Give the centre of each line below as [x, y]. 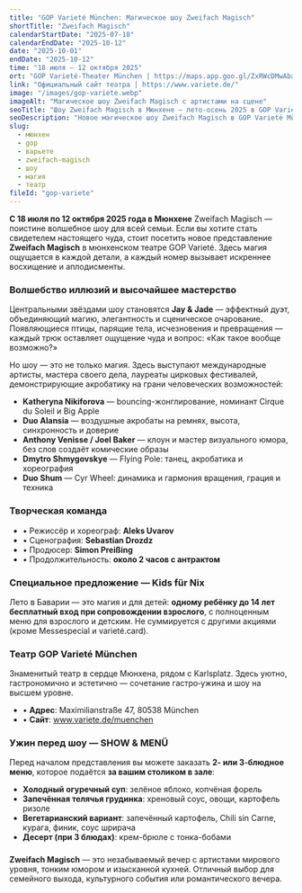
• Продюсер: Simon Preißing [77, 549]
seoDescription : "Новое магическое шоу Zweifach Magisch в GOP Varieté [146, 118]
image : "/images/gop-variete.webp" [76, 93]
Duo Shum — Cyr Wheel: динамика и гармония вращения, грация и [151, 478]
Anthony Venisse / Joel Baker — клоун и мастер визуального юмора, [155, 440]
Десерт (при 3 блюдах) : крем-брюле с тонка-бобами [127, 837]
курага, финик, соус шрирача [79, 827]
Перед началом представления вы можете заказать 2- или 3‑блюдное [147, 763]
